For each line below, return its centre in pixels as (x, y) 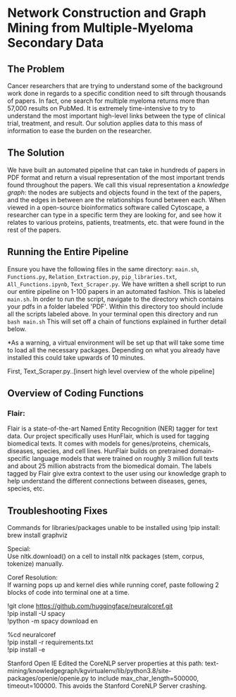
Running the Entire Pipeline (68, 252)
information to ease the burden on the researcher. (80, 131)
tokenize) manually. (36, 564)
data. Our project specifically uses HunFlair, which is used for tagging (108, 436)
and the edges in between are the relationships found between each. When (117, 199)
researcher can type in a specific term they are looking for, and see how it (114, 215)
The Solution (36, 153)
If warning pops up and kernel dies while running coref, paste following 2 (113, 585)
